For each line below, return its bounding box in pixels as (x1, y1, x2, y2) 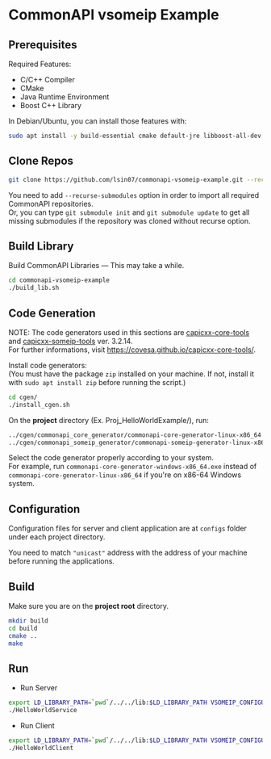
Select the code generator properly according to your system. (8, 453, 214, 463)
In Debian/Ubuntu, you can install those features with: (8, 116, 187, 126)
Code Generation (8, 306, 96, 320)
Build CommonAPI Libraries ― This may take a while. (8, 261, 185, 270)
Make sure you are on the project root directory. (8, 602, 169, 611)
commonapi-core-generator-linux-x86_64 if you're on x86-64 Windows (8, 470, 242, 480)
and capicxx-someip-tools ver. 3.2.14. (8, 336, 133, 346)
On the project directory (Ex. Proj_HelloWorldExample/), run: (8, 415, 210, 425)
